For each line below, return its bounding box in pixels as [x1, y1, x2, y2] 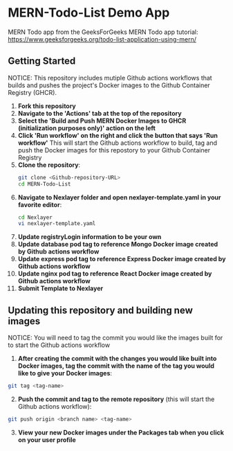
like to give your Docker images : [17, 369, 113, 378]
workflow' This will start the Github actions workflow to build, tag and [17, 139, 217, 147]
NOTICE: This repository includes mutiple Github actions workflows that [8, 73, 213, 82]
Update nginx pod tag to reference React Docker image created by [17, 269, 212, 278]
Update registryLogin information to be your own [17, 233, 162, 241]
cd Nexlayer [17, 213, 53, 221]
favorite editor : [17, 200, 62, 209]
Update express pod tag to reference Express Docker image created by [17, 255, 226, 263]
